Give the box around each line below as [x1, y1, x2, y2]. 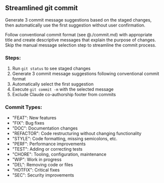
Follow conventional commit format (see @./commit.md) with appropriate [5, 31, 153, 37]
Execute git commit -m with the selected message [12, 86, 114, 92]
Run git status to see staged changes [12, 66, 91, 72]
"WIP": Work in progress [12, 157, 62, 162]
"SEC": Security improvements [12, 172, 74, 178]
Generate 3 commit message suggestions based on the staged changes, [5, 17, 152, 23]
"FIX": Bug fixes [12, 120, 45, 126]
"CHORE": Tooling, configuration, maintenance [12, 152, 107, 157]
